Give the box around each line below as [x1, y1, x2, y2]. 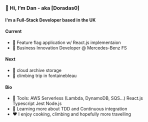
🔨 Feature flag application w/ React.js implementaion [12, 39, 121, 45]
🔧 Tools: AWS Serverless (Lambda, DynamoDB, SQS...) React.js [12, 95, 143, 101]
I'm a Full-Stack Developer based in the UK [5, 17, 96, 23]
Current [5, 28, 22, 34]
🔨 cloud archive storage [12, 67, 61, 73]
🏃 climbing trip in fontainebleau [12, 72, 77, 78]
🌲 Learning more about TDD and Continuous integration [12, 106, 127, 112]
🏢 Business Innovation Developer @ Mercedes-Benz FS [12, 44, 127, 50]
